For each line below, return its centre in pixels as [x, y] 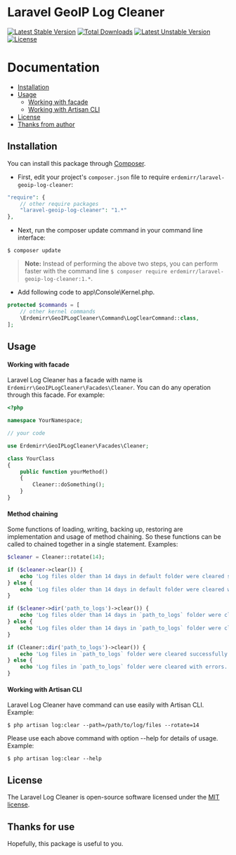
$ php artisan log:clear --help [54, 759]
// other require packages [59, 204]
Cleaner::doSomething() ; [69, 485]
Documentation [54, 68]
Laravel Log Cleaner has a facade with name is [75, 380]
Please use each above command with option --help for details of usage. [113, 738]
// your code [26, 433]
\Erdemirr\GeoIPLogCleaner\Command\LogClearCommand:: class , [110, 318]
